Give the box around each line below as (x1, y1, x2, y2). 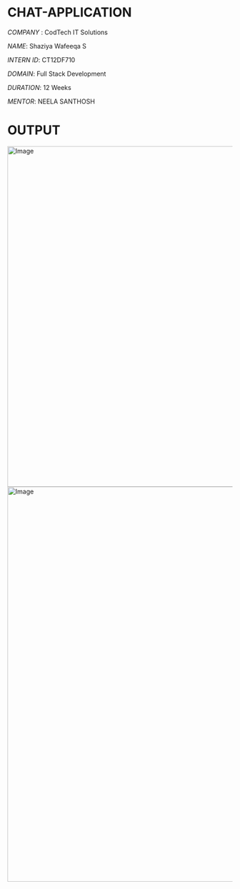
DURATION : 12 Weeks (7, 83, 71, 91)
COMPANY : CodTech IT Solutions (7, 28, 109, 36)
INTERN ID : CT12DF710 (7, 55, 76, 64)
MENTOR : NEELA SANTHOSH (7, 97, 95, 106)
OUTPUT (7, 122, 61, 139)
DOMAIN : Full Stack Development (7, 69, 106, 78)
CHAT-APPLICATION (7, 4, 132, 21)
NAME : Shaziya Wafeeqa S (7, 41, 87, 50)
